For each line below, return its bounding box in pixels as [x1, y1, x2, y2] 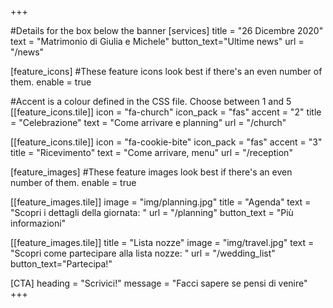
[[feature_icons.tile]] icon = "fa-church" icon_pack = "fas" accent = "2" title [10, 106, 322, 118]
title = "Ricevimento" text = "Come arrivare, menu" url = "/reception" [10, 147, 293, 158]
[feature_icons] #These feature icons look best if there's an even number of [10, 66, 323, 77]
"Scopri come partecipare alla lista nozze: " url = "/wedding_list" [10, 247, 276, 259]
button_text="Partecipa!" [10, 258, 113, 270]
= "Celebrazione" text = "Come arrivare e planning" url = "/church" [10, 117, 287, 128]
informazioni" [10, 217, 67, 229]
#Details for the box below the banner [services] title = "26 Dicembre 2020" [10, 25, 324, 36]
